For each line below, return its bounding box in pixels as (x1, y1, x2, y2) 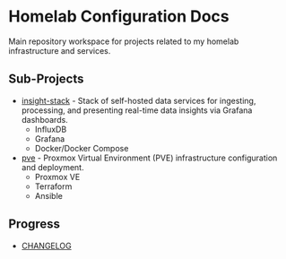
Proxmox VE (34, 171, 81, 182)
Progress (8, 217, 60, 232)
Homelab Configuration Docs (8, 6, 230, 27)
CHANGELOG (21, 240, 73, 251)
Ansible (34, 190, 64, 201)
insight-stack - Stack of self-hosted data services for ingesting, (21, 95, 256, 106)
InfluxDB (34, 124, 67, 134)
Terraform (34, 181, 73, 192)
